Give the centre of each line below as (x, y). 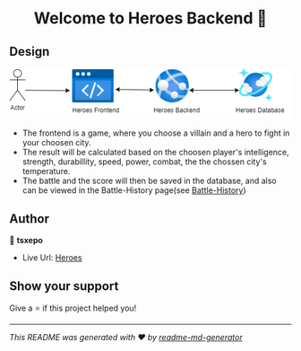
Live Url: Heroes (52, 258)
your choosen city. (56, 143)
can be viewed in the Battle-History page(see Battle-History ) (134, 190)
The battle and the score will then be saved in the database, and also (150, 181)
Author (29, 219)
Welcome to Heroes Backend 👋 (150, 18)
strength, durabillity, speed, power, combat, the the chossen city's (144, 162)
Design (30, 52)
